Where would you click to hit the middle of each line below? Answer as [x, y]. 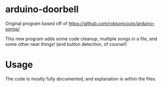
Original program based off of [36, 23]
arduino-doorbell [42, 9]
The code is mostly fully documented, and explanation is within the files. [81, 79]
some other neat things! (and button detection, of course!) [66, 44]
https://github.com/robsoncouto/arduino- [111, 23]
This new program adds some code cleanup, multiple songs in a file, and [81, 39]
